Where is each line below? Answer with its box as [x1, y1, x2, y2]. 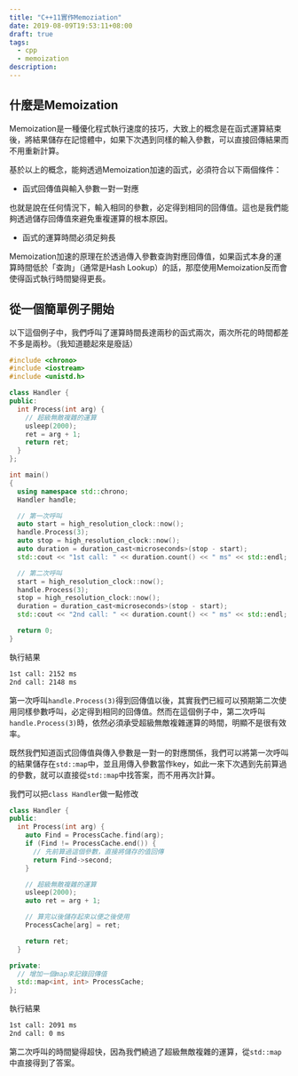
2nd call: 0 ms [9, 1029, 66, 1038]
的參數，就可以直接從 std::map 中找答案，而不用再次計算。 [9, 769, 220, 780]
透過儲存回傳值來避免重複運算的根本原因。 [16, 213, 173, 223]
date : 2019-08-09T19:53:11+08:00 [9, 21, 133, 30]
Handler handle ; [17, 495, 77, 504]
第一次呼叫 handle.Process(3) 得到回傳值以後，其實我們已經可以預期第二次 [9, 695, 279, 705]
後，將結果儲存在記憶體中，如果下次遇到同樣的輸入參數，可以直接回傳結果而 [9, 134, 289, 145]
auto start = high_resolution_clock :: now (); [17, 519, 184, 529]
